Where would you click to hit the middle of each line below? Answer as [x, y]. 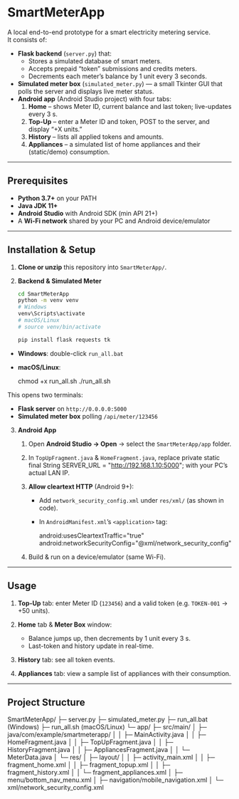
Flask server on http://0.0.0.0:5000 [72, 408]
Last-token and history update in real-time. [91, 646]
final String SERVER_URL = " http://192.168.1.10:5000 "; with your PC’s [128, 465]
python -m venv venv [48, 301]
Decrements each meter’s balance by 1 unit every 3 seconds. [118, 76]
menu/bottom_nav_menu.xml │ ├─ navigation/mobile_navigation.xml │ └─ [116, 780]
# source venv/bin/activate [59, 327]
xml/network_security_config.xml [56, 788]
